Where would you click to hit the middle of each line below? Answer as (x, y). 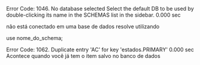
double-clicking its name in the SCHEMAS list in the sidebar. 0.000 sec (93, 15)
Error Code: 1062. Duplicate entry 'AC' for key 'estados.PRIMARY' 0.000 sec (100, 49)
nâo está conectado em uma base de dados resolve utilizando (83, 27)
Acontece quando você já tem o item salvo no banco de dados (83, 56)
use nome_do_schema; (34, 38)
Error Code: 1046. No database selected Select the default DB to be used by (100, 9)
